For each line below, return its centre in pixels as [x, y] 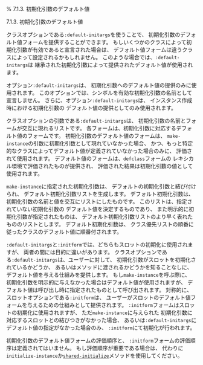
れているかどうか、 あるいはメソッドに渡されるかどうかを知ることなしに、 [99, 267]
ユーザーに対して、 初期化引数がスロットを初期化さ [132, 260]
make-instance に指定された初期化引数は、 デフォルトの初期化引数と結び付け [101, 186]
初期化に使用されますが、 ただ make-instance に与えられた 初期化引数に [105, 312]
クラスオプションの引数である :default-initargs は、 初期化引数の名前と [96, 121]
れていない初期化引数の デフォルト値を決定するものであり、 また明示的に [98, 209]
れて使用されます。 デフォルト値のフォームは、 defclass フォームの [89, 158]
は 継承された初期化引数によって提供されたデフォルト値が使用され [111, 65]
